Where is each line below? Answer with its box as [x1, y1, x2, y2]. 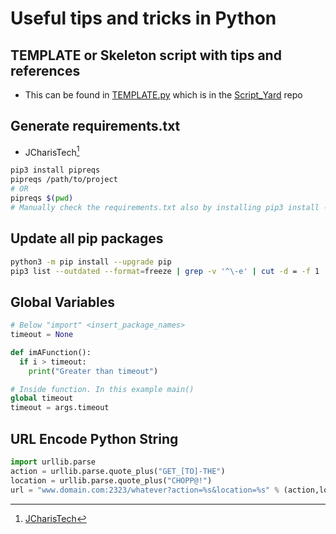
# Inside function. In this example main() [10, 384, 195, 394]
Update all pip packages [10, 230, 164, 247]
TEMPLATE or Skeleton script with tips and [10, 47, 282, 64]
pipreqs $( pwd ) [10, 193, 74, 204]
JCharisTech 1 [24, 144, 80, 158]
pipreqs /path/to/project [10, 175, 118, 185]
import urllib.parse [10, 457, 97, 467]
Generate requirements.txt [10, 118, 181, 135]
